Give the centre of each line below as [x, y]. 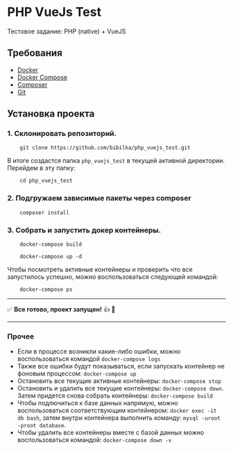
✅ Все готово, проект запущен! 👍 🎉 [61, 309]
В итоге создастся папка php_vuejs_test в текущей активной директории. [116, 161]
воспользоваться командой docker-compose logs [89, 359]
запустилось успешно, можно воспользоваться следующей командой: [113, 277]
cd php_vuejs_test [46, 181]
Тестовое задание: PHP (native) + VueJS [67, 31]
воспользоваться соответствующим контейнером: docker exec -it [117, 411]
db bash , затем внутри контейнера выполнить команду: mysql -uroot [119, 418]
